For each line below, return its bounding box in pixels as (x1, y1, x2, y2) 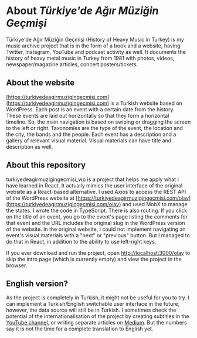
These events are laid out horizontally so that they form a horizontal (6, 112, 169, 119)
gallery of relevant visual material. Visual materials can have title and (6, 136, 172, 144)
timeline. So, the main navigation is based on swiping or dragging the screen (6, 118, 191, 125)
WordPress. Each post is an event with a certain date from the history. (6, 105, 175, 112)
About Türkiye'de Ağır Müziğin (6, 4, 159, 18)
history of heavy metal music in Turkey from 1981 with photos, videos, (6, 54, 175, 62)
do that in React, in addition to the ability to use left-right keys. (6, 238, 157, 245)
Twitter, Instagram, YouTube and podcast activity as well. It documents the (6, 48, 186, 55)
